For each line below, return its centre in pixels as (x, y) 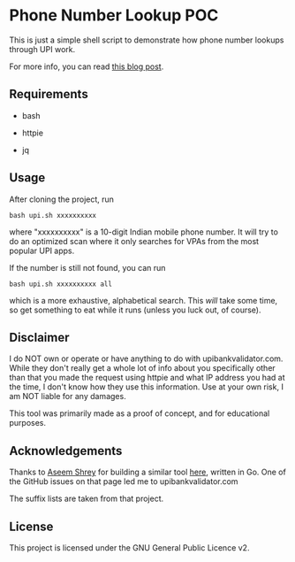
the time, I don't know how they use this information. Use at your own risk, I (147, 387)
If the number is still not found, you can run (87, 267)
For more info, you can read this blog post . (87, 66)
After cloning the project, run (62, 199)
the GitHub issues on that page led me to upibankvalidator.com (124, 481)
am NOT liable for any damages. (68, 396)
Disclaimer (39, 337)
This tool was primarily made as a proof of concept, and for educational (140, 413)
